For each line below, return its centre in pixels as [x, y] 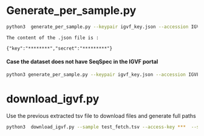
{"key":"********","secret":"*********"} [59, 48]
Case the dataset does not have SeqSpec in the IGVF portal [82, 62]
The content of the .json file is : [53, 38]
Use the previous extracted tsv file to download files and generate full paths [101, 115]
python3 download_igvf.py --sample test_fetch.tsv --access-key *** [96, 127]
